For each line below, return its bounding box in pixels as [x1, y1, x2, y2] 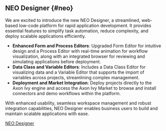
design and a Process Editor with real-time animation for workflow [12, 48, 148, 54]
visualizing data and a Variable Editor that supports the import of [12, 69, 145, 75]
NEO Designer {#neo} [5, 4, 74, 12]
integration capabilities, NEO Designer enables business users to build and [5, 105, 158, 111]
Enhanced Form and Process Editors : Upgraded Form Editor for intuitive [12, 42, 162, 49]
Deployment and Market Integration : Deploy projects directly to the [12, 80, 152, 86]
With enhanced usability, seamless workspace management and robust [5, 100, 152, 106]
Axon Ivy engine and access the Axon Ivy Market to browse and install [12, 85, 157, 91]
